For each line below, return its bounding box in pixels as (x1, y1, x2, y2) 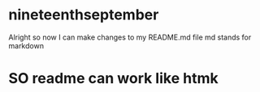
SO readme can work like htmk (8, 69, 219, 88)
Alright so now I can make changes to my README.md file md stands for (8, 32, 252, 42)
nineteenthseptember (8, 6, 159, 24)
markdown (8, 40, 45, 50)
